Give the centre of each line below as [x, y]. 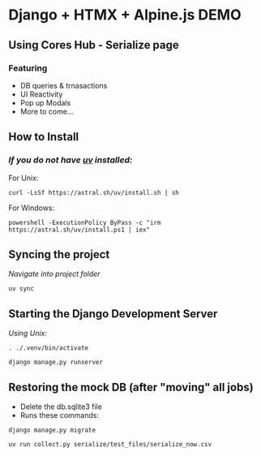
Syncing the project [59, 254]
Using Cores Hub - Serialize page [94, 45]
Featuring [28, 68]
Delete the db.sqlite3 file [61, 407]
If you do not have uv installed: [71, 160]
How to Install [44, 137]
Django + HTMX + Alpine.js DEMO [125, 15]
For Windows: [32, 208]
